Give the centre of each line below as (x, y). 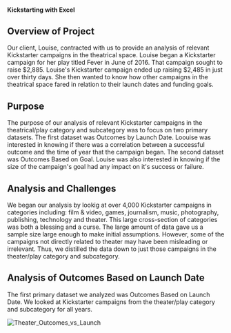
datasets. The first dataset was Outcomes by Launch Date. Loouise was (109, 137)
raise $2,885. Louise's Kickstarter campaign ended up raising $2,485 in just (115, 70)
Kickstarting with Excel (41, 10)
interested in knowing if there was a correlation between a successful (106, 145)
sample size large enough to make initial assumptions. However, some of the (116, 234)
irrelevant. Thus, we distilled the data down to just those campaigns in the (112, 249)
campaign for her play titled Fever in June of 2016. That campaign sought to (115, 63)
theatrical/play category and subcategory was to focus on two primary (108, 130)
